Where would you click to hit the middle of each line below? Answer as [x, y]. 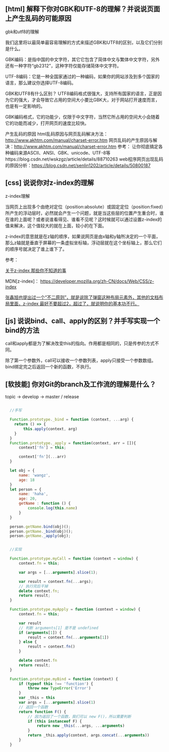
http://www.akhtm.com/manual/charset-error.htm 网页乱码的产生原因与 [79, 140]
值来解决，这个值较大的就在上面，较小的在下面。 [56, 226]
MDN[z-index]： [22, 281]
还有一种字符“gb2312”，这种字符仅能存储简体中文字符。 [63, 66]
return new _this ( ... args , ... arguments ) [81, 726]
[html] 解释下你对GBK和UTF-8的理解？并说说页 [79, 9]
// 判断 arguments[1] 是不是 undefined [58, 628]
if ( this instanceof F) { [55, 721]
